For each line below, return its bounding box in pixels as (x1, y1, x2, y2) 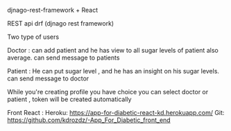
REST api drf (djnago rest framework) (7, 19, 114, 27)
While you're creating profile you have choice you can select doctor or (7, 88, 209, 96)
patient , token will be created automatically (7, 95, 132, 103)
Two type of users (7, 33, 60, 41)
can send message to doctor (7, 74, 89, 82)
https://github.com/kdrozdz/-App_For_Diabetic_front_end (7, 116, 171, 124)
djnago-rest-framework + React (7, 6, 99, 14)
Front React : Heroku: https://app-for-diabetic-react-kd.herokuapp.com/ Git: (7, 109, 225, 116)
